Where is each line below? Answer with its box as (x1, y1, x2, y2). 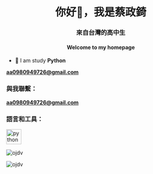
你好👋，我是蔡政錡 (55, 5, 147, 19)
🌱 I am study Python (14, 57, 66, 64)
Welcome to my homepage (67, 43, 135, 51)
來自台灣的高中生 (76, 28, 126, 37)
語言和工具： (6, 115, 44, 123)
